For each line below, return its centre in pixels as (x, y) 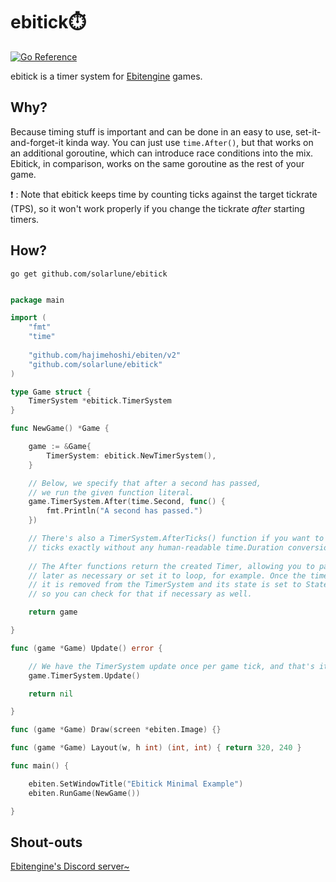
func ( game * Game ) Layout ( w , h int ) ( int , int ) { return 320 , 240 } (156, 748)
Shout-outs (46, 842)
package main (37, 300)
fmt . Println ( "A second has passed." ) (124, 511)
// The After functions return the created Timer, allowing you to (171, 566)
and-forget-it (37, 142)
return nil (51, 694)
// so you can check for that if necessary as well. (140, 594)
